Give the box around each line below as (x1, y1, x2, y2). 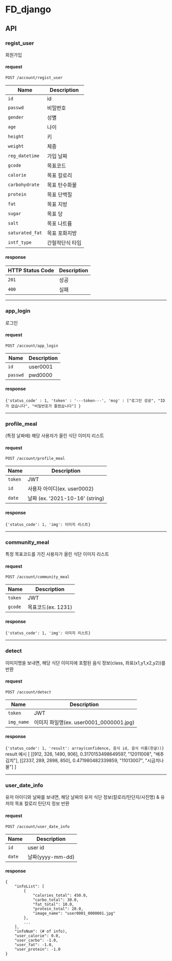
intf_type (8, 240, 32, 246)
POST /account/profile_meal (5, 456, 66, 461)
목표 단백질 (47, 191, 73, 198)
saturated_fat (8, 230, 42, 236)
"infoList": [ (14, 883, 45, 889)
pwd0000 (29, 371, 53, 379)
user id (27, 844, 45, 851)
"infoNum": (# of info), (14, 929, 68, 934)
